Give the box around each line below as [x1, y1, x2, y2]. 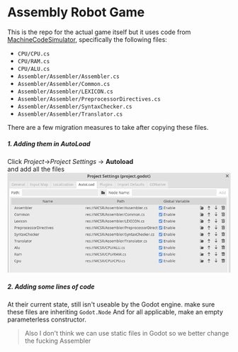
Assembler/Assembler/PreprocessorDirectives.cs [17, 95, 161, 103]
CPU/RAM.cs [17, 57, 50, 65]
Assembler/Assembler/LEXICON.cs [17, 88, 113, 95]
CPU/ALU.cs [17, 65, 50, 72]
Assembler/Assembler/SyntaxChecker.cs [17, 103, 132, 110]
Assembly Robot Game [7, 4, 145, 21]
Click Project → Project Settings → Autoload [7, 157, 134, 165]
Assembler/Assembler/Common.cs [17, 80, 110, 87]
